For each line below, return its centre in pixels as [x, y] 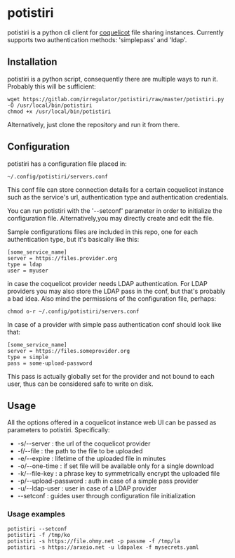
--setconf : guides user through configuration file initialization [106, 496]
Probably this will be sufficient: [52, 86]
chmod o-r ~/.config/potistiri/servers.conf [73, 311]
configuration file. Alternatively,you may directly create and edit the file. [110, 218]
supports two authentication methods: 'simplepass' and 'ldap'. [97, 39]
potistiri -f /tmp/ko [39, 535]
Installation [32, 62]
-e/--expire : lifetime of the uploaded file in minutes [92, 459]
